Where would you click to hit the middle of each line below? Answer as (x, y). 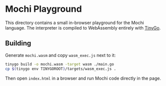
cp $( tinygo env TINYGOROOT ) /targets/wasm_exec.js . (61, 69)
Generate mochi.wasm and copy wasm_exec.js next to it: (60, 55)
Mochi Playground (44, 9)
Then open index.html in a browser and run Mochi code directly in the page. (83, 78)
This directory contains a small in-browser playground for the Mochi (75, 23)
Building (18, 43)
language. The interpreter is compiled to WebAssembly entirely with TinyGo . (83, 28)
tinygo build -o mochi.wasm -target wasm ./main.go (59, 64)
